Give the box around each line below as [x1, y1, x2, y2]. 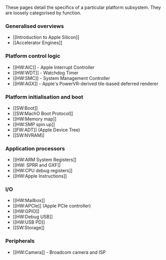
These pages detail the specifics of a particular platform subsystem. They [5, 5, 161, 10]
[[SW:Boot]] [12, 105, 38, 111]
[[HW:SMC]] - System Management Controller [12, 75, 110, 81]
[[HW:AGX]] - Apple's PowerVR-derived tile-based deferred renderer [12, 81, 159, 87]
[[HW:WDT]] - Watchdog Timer [12, 69, 78, 76]
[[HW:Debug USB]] [12, 214, 53, 220]
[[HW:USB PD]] [12, 219, 45, 225]
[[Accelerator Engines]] [12, 39, 63, 46]
